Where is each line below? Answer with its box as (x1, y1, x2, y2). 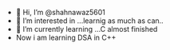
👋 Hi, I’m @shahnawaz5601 (15, 8, 106, 17)
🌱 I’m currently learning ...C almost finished (15, 25, 158, 33)
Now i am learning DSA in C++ (15, 33, 117, 42)
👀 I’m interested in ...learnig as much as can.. (15, 16, 164, 25)
